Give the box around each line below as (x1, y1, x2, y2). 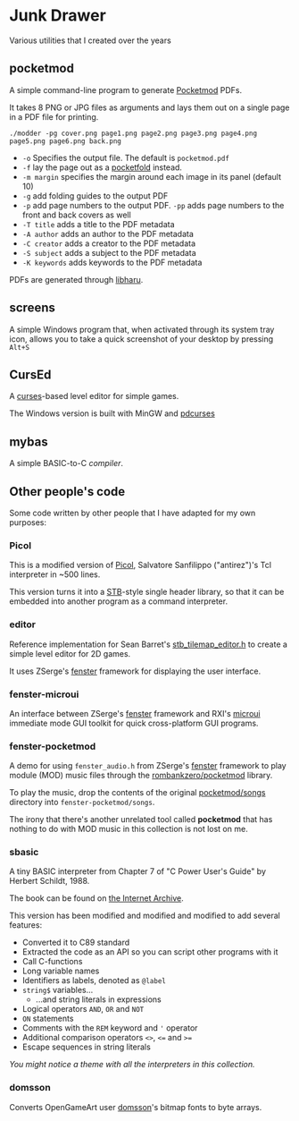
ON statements (21, 1013, 74, 1024)
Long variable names (21, 965, 100, 976)
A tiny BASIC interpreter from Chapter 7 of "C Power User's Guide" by (9, 866, 266, 877)
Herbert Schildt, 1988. (9, 876, 90, 887)
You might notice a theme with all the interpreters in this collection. (9, 1059, 255, 1070)
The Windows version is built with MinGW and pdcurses (9, 408, 216, 419)
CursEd (9, 367, 52, 382)
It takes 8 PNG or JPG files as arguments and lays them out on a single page (9, 102, 290, 113)
